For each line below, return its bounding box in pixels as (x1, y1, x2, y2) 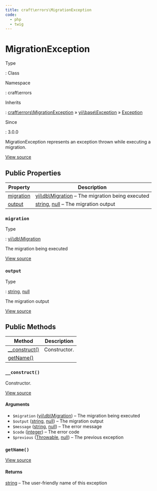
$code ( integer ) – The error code (12, 429, 80, 435)
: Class (5, 70, 20, 76)
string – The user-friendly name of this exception (5, 480, 107, 486)
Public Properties (5, 168, 61, 178)
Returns (5, 469, 23, 475)
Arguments (5, 401, 30, 407)
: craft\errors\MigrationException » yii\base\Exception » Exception (5, 110, 143, 116)
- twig (10, 21, 24, 27)
